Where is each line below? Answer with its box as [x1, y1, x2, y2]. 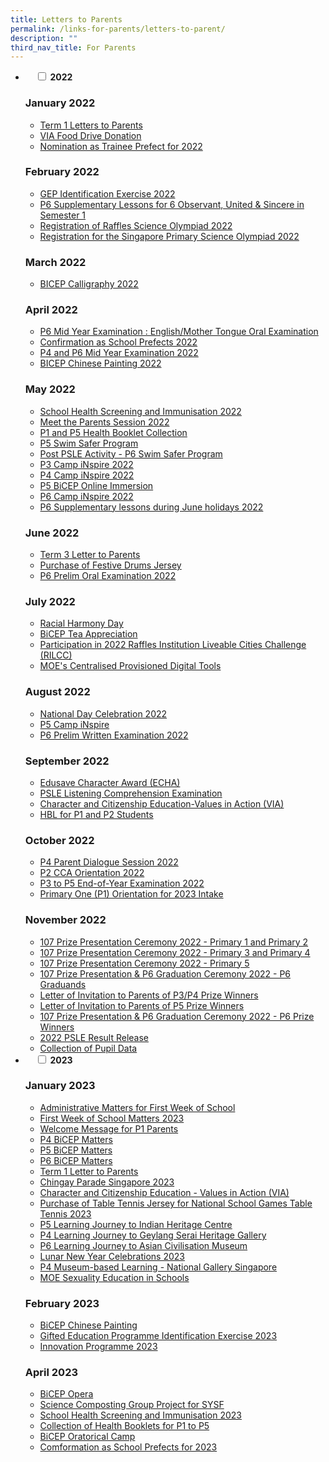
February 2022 [24, 165, 100, 179]
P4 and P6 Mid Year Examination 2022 [39, 347, 199, 359]
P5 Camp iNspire [39, 718, 110, 730]
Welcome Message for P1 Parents [39, 1122, 179, 1135]
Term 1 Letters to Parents [39, 119, 143, 131]
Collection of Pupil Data [39, 1042, 138, 1054]
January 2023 [24, 1079, 96, 1093]
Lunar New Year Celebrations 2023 [39, 1250, 185, 1262]
